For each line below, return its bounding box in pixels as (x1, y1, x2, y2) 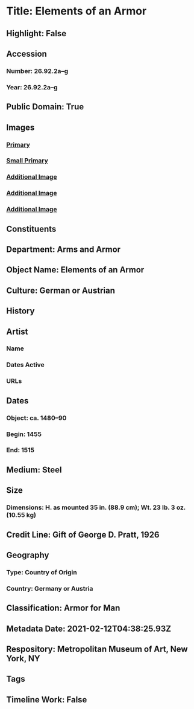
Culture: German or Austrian (6, 285, 116, 295)
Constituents (6, 223, 57, 234)
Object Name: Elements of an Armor (6, 265, 145, 275)
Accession (6, 48, 47, 59)
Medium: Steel (6, 464, 62, 475)
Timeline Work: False (6, 695, 87, 705)
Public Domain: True (6, 101, 84, 112)
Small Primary (6, 156, 48, 165)
